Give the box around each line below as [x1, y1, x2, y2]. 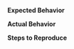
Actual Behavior [7, 20, 56, 28]
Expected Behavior [7, 6, 65, 14]
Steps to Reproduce [7, 33, 68, 42]
